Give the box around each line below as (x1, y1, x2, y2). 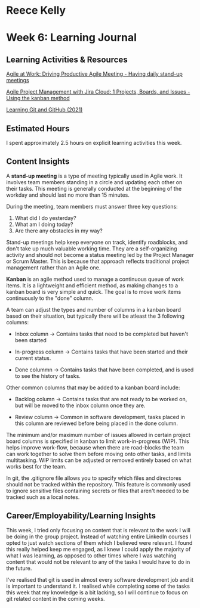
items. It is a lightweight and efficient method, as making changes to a (6, 281, 179, 289)
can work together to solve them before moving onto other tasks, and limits (6, 450, 192, 457)
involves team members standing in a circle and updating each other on (6, 178, 183, 185)
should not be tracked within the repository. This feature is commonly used (6, 480, 191, 488)
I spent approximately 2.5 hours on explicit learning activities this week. (6, 139, 182, 146)
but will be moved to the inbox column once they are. (14, 402, 146, 409)
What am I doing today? (14, 221, 73, 228)
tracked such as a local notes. (6, 493, 80, 501)
